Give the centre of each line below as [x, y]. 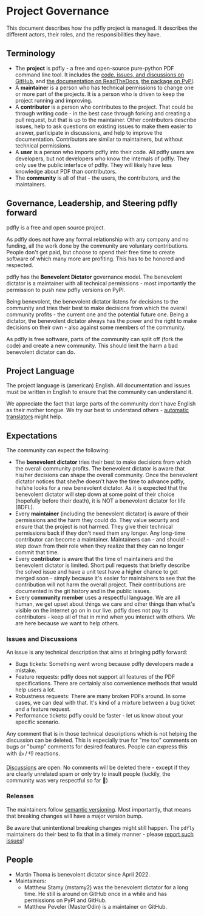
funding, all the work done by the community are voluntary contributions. [98, 246]
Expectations [32, 436]
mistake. [25, 670]
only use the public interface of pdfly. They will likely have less [93, 165]
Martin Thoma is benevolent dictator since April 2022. [83, 874]
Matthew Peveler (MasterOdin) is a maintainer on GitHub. [96, 906]
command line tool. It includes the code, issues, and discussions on [100, 75]
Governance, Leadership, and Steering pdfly [92, 204]
